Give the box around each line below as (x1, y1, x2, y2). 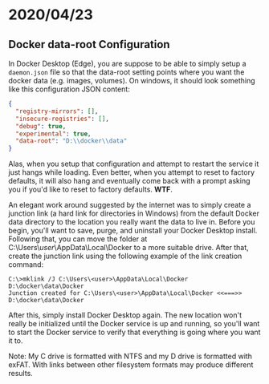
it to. (8, 336, 23, 346)
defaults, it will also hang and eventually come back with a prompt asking (8, 176, 251, 186)
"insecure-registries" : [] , (15, 115, 110, 123)
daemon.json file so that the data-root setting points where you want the (8, 67, 245, 77)
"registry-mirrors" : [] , (15, 107, 99, 115)
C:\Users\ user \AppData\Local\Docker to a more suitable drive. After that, (8, 243, 249, 253)
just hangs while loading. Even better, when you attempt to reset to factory (8, 168, 255, 177)
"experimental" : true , (15, 130, 92, 138)
